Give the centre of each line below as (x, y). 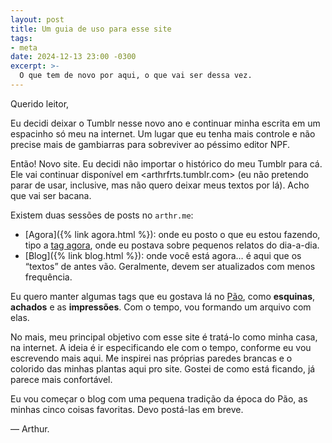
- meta (24, 47)
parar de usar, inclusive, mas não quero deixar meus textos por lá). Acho (160, 185)
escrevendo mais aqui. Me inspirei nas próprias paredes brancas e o (151, 358)
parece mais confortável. (61, 379)
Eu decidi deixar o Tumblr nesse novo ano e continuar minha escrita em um (165, 123)
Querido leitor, (40, 103)
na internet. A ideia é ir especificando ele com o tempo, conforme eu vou (161, 347)
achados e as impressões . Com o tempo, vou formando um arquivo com (161, 307)
